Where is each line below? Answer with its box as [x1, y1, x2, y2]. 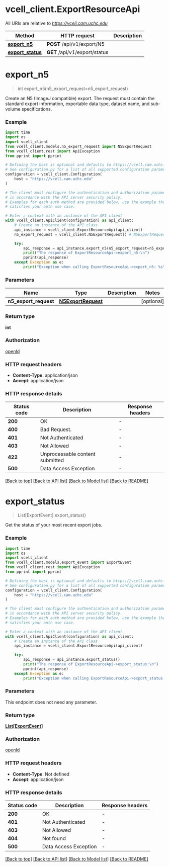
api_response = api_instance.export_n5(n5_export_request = [23, 245, 150, 251]
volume [5, 106, 21, 112]
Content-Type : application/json [12, 372, 78, 378]
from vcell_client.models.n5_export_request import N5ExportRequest [5, 144, 152, 149]
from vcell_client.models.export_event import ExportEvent [5, 560, 132, 565]
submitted [40, 457, 64, 464]
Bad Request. [40, 426, 72, 433]
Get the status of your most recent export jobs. [5, 522, 103, 528]
